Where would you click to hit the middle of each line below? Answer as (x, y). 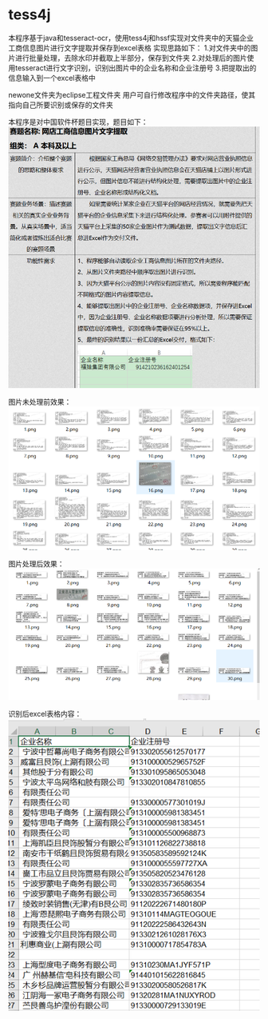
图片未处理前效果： (40, 402)
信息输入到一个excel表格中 (52, 78)
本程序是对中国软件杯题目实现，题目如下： (78, 122)
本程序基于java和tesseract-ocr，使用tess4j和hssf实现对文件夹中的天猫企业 (131, 38)
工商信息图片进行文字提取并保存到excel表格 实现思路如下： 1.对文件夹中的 (130, 48)
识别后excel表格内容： (45, 713)
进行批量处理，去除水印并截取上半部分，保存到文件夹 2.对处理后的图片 (131, 58)
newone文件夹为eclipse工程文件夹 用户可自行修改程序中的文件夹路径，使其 (132, 94)
